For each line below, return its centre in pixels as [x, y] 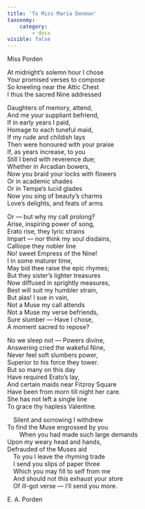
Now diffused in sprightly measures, [59, 283]
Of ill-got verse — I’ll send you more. [65, 486]
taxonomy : [21, 20]
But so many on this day [41, 370]
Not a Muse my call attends [46, 305]
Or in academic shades [40, 181]
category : [34, 26]
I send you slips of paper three [57, 464]
